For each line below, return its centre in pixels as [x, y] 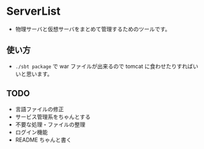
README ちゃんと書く [43, 140]
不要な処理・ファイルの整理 [50, 124]
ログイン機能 [31, 132]
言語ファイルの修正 [40, 109]
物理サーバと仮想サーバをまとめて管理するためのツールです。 [93, 29]
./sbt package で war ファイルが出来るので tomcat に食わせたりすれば [104, 66]
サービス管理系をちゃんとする [53, 117]
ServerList [34, 11]
